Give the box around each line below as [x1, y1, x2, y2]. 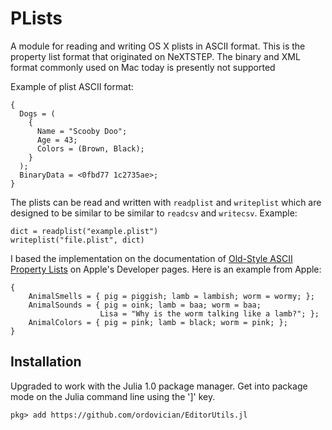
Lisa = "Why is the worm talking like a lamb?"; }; [99, 308, 320, 319]
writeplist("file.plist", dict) [10, 235, 145, 245]
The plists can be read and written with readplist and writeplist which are [10, 196, 322, 208]
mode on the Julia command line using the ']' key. [10, 390, 216, 402]
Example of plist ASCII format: [10, 80, 134, 92]
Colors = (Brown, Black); [36, 143, 145, 154]
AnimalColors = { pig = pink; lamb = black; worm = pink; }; [28, 317, 288, 327]
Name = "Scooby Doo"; [36, 126, 128, 136]
